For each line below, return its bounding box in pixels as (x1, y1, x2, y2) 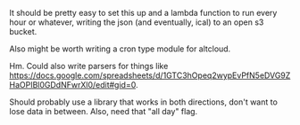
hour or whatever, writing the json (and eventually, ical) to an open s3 (9, 17, 264, 27)
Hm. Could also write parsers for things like (9, 61, 169, 71)
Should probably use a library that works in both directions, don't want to (9, 97, 279, 107)
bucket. (9, 27, 37, 36)
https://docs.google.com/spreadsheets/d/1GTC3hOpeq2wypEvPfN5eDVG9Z (9, 70, 291, 81)
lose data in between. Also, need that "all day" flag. (9, 106, 198, 116)
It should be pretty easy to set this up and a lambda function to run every (9, 8, 278, 18)
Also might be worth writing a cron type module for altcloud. (9, 43, 231, 54)
